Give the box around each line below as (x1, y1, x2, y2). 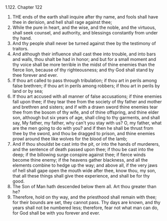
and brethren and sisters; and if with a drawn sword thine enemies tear (12, 104, 158, 110)
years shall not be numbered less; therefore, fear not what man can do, (12, 205, 159, 211)
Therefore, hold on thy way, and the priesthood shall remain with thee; (12, 194, 157, 200)
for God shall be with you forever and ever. (12, 210, 101, 216)
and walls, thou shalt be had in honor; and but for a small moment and (12, 56, 156, 62)
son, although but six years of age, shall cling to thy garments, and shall (12, 115, 161, 120)
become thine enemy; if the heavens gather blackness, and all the (12, 157, 148, 163)
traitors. (12, 46, 29, 51)
